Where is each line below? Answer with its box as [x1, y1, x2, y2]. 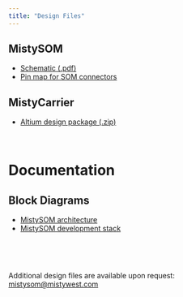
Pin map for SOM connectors [19, 72, 117, 82]
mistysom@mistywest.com [8, 279, 99, 289]
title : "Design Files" [8, 11, 85, 20]
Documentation [8, 161, 116, 179]
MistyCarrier [8, 95, 74, 110]
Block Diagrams [8, 193, 90, 207]
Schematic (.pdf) [19, 63, 77, 73]
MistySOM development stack [19, 224, 121, 234]
